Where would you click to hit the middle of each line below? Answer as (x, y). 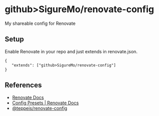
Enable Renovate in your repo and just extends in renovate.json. (71, 51)
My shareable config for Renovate (40, 23)
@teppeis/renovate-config (40, 108)
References (23, 85)
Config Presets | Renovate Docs (45, 103)
